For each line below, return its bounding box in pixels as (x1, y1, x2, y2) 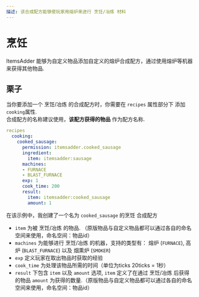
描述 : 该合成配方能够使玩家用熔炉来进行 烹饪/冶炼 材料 (6, 8, 126, 15)
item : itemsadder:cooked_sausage (27, 194, 111, 200)
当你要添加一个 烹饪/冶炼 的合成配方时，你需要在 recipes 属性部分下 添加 (6, 101, 186, 108)
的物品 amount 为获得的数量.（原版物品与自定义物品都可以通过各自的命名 (14, 276, 192, 284)
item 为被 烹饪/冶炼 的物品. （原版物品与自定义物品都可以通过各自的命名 (14, 224, 192, 231)
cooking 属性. (6, 108, 38, 115)
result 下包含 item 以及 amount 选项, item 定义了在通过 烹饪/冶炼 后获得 (14, 269, 189, 276)
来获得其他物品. (6, 65, 45, 72)
